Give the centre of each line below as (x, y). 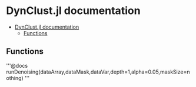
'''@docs (17, 65)
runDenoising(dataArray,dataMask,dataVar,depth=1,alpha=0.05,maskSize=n (98, 72)
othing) (15, 78)
